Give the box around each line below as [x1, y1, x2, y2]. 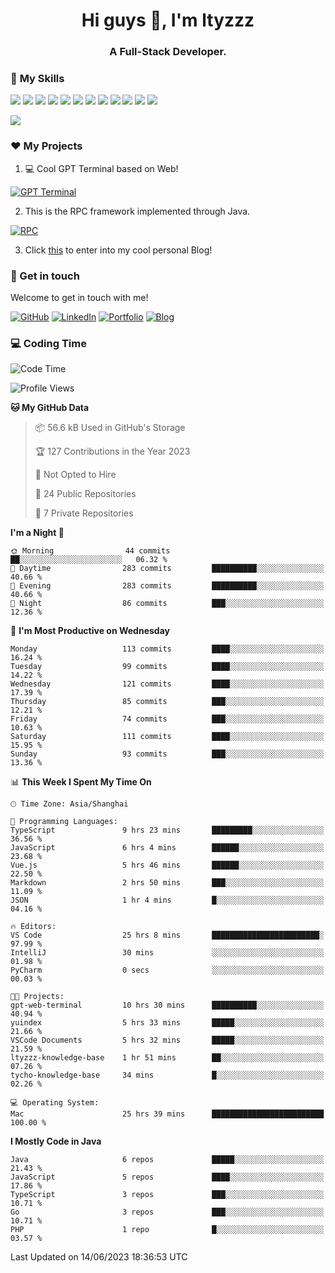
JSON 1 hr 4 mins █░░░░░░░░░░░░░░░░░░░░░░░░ [10, 895, 325, 906]
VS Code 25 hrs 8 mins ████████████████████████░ [10, 930, 325, 941]
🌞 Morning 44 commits [10, 546, 171, 556]
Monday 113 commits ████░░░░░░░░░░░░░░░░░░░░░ [10, 644, 325, 654]
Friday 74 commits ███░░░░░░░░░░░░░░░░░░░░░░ [10, 714, 325, 724]
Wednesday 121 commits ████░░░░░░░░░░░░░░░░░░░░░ [10, 679, 325, 689]
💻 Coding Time [10, 336, 87, 350]
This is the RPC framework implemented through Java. [24, 205, 251, 217]
